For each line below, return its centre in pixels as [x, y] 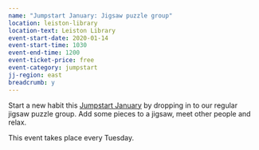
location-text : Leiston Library [62, 30]
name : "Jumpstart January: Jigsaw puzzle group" [90, 16]
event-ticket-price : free [51, 61]
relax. [18, 122]
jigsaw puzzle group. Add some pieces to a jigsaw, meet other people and [129, 113]
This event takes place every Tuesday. [71, 137]
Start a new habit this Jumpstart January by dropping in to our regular [123, 105]
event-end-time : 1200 [44, 53]
